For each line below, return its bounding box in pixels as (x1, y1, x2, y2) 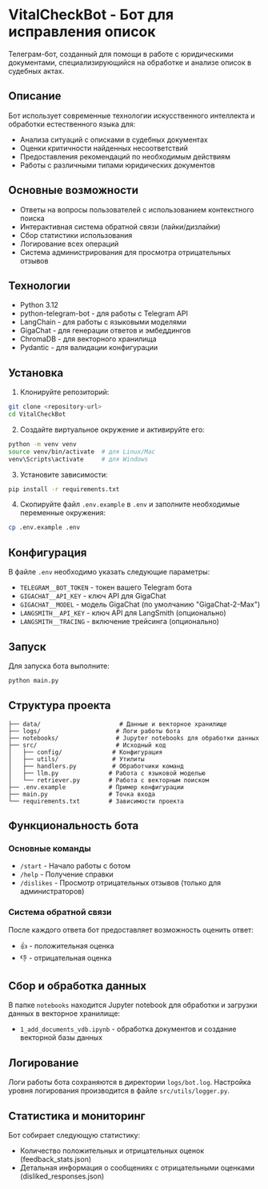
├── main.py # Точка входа (8, 790, 156, 798)
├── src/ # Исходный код (8, 741, 166, 749)
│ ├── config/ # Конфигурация (8, 748, 162, 756)
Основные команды (8, 843, 91, 854)
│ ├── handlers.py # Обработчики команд (8, 762, 184, 770)
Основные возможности (8, 183, 138, 197)
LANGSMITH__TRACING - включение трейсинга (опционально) (19, 617, 220, 627)
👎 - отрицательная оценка (19, 953, 112, 962)
